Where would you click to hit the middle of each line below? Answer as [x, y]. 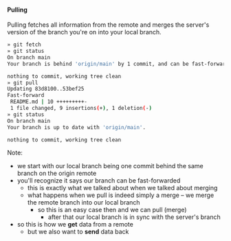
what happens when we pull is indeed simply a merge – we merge [121, 195]
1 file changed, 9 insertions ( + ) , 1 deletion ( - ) [81, 108]
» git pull [23, 82]
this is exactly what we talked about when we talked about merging [122, 188]
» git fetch [24, 45]
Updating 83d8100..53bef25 [46, 89]
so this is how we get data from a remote [75, 225]
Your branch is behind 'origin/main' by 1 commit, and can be [98, 64]
